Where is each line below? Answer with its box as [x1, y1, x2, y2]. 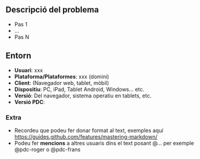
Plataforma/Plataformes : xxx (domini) [14, 73, 110, 80]
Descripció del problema [5, 5, 99, 15]
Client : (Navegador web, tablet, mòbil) [14, 79, 109, 86]
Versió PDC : [14, 98, 46, 105]
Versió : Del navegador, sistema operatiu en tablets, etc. [14, 92, 152, 99]
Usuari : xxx [14, 66, 43, 74]
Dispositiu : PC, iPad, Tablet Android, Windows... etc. [14, 85, 145, 93]
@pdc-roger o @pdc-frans [14, 146, 81, 153]
